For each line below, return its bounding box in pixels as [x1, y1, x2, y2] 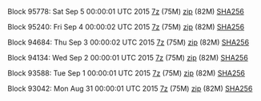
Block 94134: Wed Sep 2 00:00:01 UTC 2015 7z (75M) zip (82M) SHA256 [7, 53, 249, 62]
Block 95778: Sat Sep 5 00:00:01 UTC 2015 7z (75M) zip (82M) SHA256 [7, 7, 245, 16]
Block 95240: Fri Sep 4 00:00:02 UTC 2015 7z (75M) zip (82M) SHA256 [7, 22, 245, 31]
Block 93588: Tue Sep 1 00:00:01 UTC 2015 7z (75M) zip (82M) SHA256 [7, 68, 246, 78]
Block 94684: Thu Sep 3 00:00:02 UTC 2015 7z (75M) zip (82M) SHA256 [7, 37, 250, 47]
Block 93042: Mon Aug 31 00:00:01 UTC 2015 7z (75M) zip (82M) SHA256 [7, 84, 253, 93]
